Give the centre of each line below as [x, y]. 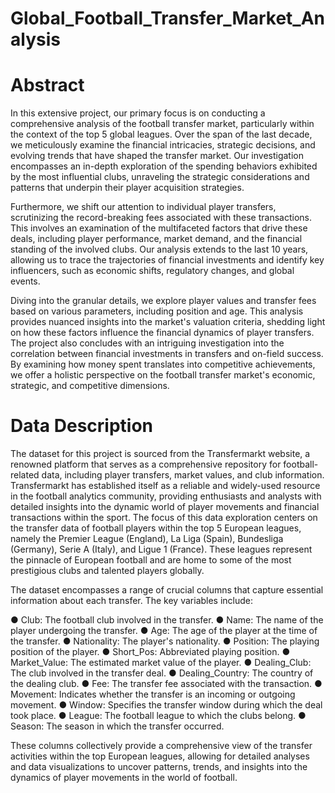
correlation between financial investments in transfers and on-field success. [167, 354]
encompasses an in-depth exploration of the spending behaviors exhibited [164, 166]
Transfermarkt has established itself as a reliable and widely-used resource [165, 486]
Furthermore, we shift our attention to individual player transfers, [143, 207]
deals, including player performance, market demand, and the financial [156, 239]
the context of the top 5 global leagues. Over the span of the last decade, [161, 134]
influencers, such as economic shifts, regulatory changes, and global [152, 271]
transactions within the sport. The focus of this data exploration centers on [164, 518]
